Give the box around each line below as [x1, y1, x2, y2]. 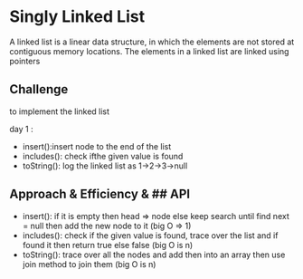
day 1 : [9, 123, 33, 134]
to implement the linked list [9, 106, 110, 117]
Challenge [9, 82, 69, 97]
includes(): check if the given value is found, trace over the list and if [22, 229, 279, 241]
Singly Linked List [9, 6, 146, 27]
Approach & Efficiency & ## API [9, 187, 191, 202]
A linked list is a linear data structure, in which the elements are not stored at [9, 36, 295, 47]
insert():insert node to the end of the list [22, 140, 172, 151]
